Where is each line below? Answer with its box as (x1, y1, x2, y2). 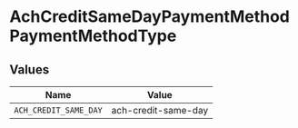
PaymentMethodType (9, 25, 177, 46)
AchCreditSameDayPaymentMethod (9, 6, 291, 27)
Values (9, 62, 50, 77)
